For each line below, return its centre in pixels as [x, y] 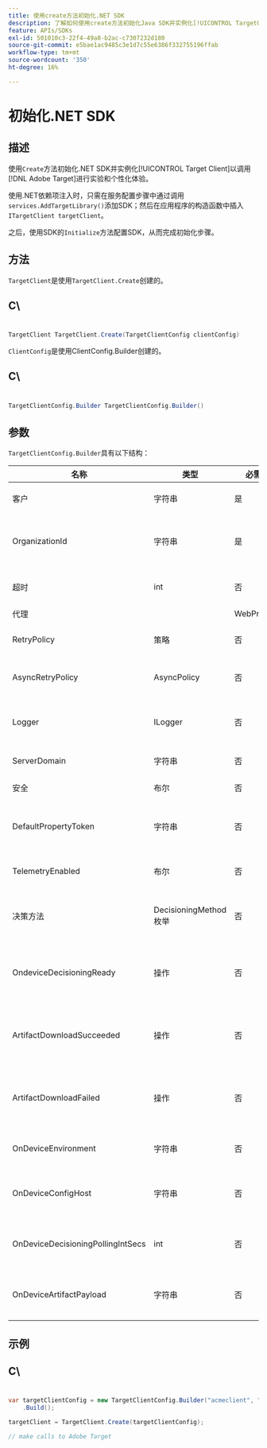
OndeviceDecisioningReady [64, 972]
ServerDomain [39, 761]
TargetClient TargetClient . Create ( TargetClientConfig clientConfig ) [124, 335]
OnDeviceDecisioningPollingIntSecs [79, 1244]
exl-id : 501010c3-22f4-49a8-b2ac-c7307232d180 [87, 38]
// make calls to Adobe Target [60, 1436]
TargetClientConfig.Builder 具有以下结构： [79, 453]
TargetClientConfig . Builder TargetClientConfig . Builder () [106, 406]
